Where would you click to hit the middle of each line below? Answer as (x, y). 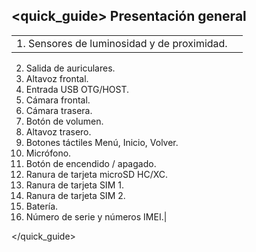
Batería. (42, 206)
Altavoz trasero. (58, 131)
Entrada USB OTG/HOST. (77, 89)
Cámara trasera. (59, 110)
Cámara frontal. (58, 100)
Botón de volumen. (64, 121)
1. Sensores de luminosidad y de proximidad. (122, 43)
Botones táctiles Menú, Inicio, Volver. (102, 142)
